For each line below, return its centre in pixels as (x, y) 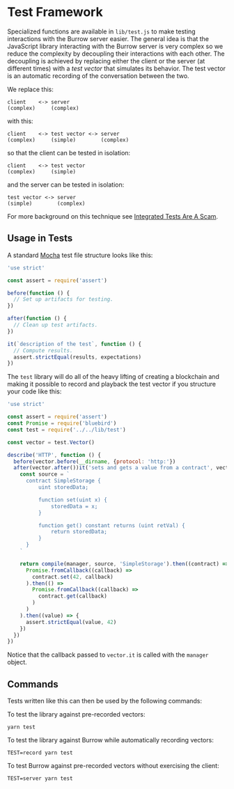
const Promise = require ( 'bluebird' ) (62, 423)
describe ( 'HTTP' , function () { (54, 455)
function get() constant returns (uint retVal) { (112, 525)
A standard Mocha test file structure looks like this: (80, 255)
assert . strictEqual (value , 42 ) (71, 622)
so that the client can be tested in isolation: (69, 153)
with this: (20, 121)
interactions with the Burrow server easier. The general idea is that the (108, 38)
